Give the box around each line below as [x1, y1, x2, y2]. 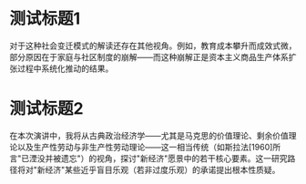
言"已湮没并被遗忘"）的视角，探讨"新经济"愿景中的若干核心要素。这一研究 [9, 152, 289, 164]
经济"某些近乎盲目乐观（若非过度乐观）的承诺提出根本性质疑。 [45, 164, 280, 175]
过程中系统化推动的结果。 [16, 63, 114, 74]
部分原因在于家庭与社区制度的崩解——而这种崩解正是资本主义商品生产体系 [9, 51, 289, 62]
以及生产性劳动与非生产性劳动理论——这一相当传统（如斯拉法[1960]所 [16, 141, 281, 152]
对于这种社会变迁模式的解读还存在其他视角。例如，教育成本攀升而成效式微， [9, 40, 297, 51]
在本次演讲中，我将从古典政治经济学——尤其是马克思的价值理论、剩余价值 [9, 129, 289, 141]
